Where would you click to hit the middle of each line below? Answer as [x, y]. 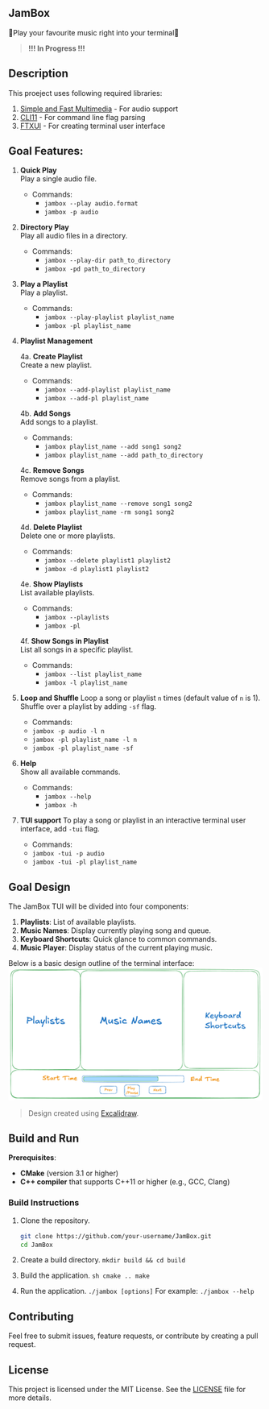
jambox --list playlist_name [93, 675]
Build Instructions [44, 1203]
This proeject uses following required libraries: [85, 93]
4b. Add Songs [45, 413]
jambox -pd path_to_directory [95, 269]
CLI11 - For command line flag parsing [83, 117]
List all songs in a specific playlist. [77, 650]
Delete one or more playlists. [67, 536]
